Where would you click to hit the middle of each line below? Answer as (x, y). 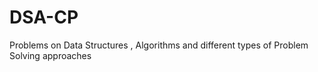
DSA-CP (44, 17)
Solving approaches (50, 55)
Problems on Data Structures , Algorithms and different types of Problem (159, 45)
